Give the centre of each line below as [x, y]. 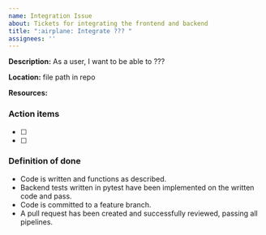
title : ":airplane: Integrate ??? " [70, 31]
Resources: [28, 93]
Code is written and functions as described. [93, 178]
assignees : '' [32, 38]
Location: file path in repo [52, 77]
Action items [34, 114]
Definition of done [45, 161]
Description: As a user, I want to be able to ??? [87, 62]
